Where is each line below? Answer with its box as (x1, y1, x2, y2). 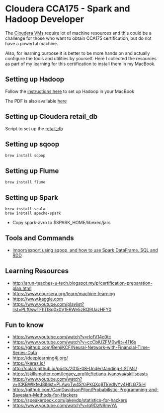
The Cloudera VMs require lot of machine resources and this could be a (5, 30, 152, 36)
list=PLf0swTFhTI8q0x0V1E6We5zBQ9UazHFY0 (12, 306, 112, 312)
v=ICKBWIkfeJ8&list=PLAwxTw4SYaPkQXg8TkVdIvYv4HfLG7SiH (12, 381, 146, 388)
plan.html (12, 285, 32, 291)
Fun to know (5, 321, 44, 330)
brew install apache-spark (5, 211, 61, 216)
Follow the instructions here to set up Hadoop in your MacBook (5, 88, 135, 94)
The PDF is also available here (5, 98, 67, 104)
